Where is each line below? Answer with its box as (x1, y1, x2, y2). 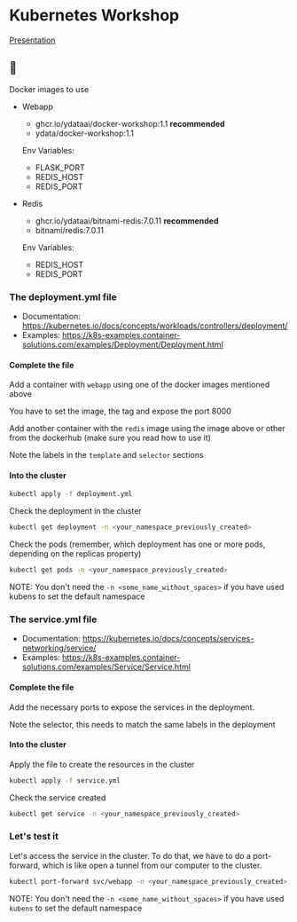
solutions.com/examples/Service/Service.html (21, 662, 191, 673)
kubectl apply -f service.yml (9, 776, 121, 785)
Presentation (9, 35, 56, 45)
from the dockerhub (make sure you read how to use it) (9, 432, 211, 444)
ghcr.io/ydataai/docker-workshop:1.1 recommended (35, 118, 225, 129)
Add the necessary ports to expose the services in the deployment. (9, 702, 255, 713)
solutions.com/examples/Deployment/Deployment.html (21, 339, 223, 351)
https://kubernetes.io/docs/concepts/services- (82, 634, 254, 644)
